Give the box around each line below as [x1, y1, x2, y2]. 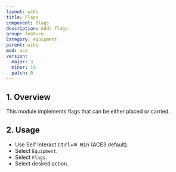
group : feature [6, 31, 44, 37]
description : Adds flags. [6, 25, 70, 32]
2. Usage [6, 125, 40, 135]
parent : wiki [6, 42, 39, 48]
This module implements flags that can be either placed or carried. [6, 108, 170, 115]
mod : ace [6, 48, 28, 54]
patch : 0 [11, 70, 33, 76]
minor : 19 [11, 64, 36, 70]
